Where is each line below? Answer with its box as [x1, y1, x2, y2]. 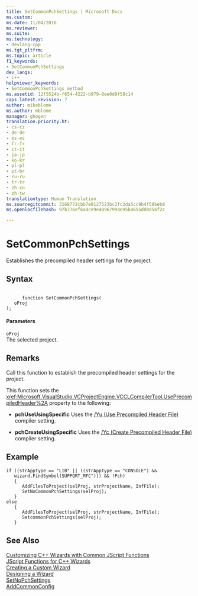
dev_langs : [6, 69, 33, 75]
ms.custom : [6, 14, 33, 20]
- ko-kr [6, 157, 25, 163]
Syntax [6, 274, 33, 284]
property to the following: [49, 399, 111, 406]
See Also [6, 536, 40, 546]
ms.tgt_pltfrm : [6, 47, 44, 53]
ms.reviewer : [6, 25, 38, 31]
